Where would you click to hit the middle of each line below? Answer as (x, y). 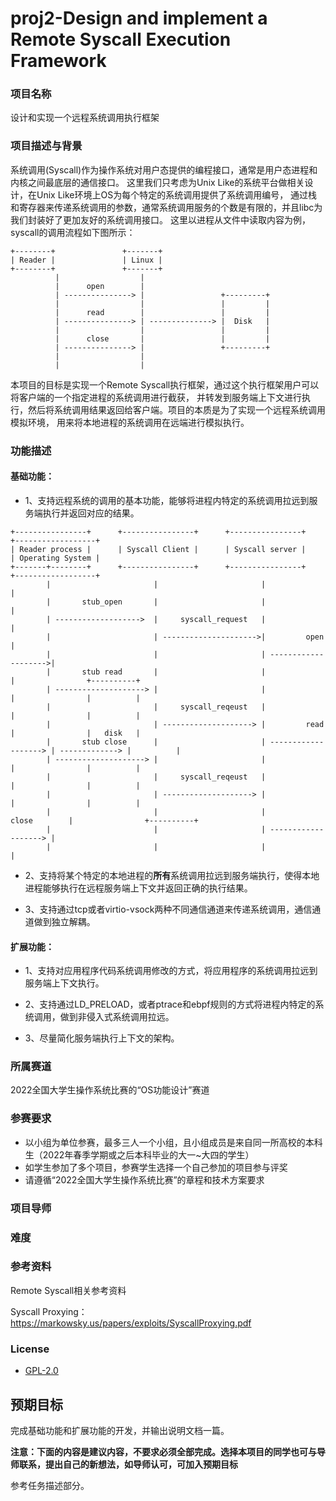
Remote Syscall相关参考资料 (68, 1290)
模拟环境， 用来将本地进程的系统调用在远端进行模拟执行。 (130, 422)
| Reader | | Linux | (86, 260)
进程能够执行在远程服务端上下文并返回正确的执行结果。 (138, 888)
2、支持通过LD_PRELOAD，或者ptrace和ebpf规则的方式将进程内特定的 (170, 1004)
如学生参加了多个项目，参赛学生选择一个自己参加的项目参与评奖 (156, 1167)
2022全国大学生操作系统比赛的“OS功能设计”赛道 (110, 1090)
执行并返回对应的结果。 (91, 513)
